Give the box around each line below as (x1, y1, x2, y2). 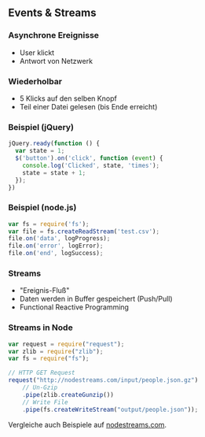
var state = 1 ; (15, 147, 65, 155)
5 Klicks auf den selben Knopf (19, 94, 118, 103)
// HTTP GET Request (8, 369, 76, 377)
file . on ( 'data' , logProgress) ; (8, 235, 111, 243)
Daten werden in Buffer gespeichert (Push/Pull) (19, 294, 173, 304)
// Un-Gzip (22, 383, 58, 392)
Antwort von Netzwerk (19, 56, 93, 65)
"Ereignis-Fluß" (19, 286, 70, 295)
